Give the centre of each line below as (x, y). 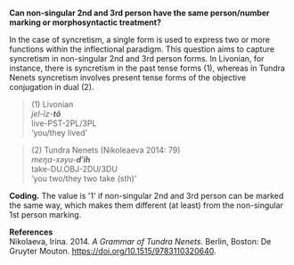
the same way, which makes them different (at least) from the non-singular (146, 205)
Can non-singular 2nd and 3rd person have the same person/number (139, 13)
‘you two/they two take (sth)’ (84, 178)
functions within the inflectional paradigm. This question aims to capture (142, 49)
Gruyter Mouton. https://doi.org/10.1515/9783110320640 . (113, 251)
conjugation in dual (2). (52, 87)
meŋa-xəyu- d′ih (61, 159)
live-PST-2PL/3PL (64, 123)
